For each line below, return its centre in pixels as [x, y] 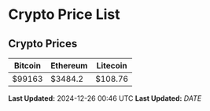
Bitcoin [28, 66]
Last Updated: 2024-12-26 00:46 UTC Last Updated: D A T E [105, 98]
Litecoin [112, 66]
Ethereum [69, 66]
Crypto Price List [64, 15]
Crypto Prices [43, 44]
